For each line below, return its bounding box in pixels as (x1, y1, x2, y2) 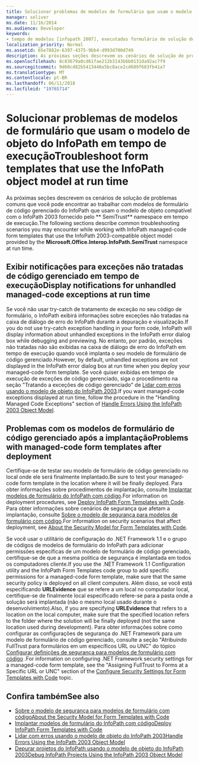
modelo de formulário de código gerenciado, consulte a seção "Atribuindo (6, 636, 187, 643)
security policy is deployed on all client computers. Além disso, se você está (6, 579, 192, 587)
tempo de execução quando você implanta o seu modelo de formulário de (6, 350, 187, 357)
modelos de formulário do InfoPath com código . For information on (6, 492, 168, 499)
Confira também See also (6, 691, 99, 701)
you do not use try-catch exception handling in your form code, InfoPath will (6, 324, 192, 331)
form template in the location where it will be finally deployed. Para (20, 480, 182, 487)
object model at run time (6, 175, 129, 188)
